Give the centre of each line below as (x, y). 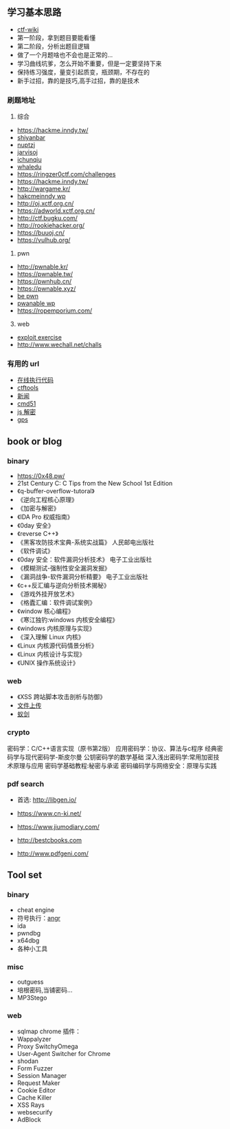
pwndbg (29, 933)
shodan (28, 1061)
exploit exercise (39, 338)
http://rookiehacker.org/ (51, 225)
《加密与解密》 (38, 508)
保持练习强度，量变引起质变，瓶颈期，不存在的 (83, 72)
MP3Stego (32, 997)
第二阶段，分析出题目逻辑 (53, 46)
